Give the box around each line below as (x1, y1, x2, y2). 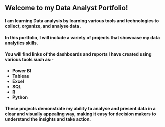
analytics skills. (5, 40, 38, 46)
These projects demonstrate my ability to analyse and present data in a (5, 106, 156, 112)
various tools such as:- (5, 57, 54, 63)
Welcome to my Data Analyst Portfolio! (5, 4, 128, 12)
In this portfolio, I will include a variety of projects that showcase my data (5, 34, 160, 40)
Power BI (12, 67, 31, 74)
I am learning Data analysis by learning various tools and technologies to (5, 17, 159, 24)
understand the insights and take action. (5, 116, 91, 122)
